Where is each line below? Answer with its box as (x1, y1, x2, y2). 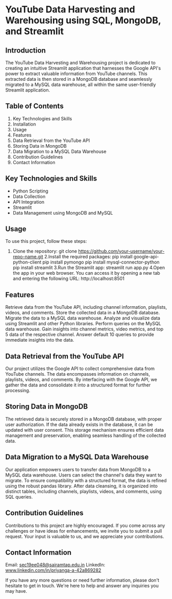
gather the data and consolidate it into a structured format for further (5, 382, 151, 388)
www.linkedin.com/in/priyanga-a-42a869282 (5, 567, 102, 573)
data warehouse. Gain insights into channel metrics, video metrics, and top (5, 326, 164, 332)
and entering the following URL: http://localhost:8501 (12, 275, 125, 281)
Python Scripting (12, 188, 49, 194)
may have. (5, 588, 27, 594)
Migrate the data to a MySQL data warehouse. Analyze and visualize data (5, 315, 161, 321)
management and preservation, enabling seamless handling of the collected (5, 432, 166, 438)
